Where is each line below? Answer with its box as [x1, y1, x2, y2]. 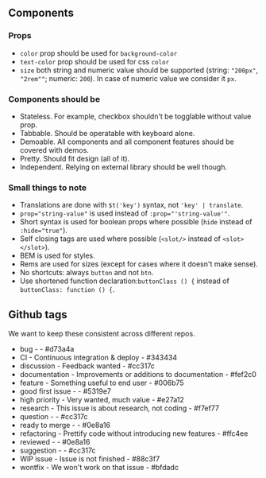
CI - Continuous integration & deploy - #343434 [19, 353, 177, 363]
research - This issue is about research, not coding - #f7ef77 [19, 403, 220, 413]
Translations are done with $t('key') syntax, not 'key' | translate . [19, 200, 244, 210]
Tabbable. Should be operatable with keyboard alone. [19, 128, 195, 138]
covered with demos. [19, 145, 89, 154]
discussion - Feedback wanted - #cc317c [19, 361, 155, 371]
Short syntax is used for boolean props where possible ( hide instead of [19, 217, 253, 227]
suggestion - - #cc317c [19, 445, 96, 456]
